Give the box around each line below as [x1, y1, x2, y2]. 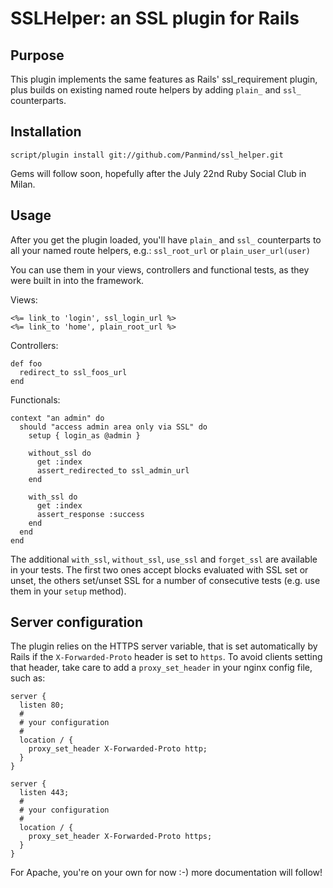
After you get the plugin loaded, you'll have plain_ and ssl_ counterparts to [10, 233, 322, 246]
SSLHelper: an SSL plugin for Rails [10, 7, 300, 30]
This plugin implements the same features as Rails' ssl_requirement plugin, [10, 73, 318, 85]
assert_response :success [36, 509, 145, 519]
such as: [10, 672, 46, 684]
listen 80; [19, 700, 65, 711]
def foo [10, 358, 43, 369]
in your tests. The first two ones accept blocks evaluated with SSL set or [10, 563, 309, 576]
